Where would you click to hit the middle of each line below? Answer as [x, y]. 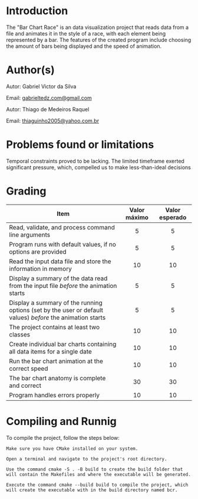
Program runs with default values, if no [62, 244]
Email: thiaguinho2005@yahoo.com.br [52, 121]
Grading [26, 191]
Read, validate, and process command [62, 227]
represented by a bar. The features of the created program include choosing [99, 40]
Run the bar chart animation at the [56, 361]
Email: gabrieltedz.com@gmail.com [49, 98]
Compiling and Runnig [61, 421]
